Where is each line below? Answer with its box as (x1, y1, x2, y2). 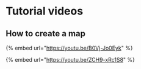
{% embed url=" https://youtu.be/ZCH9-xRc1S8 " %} (5, 56, 135, 63)
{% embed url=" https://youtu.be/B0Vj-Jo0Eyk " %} (5, 44, 133, 51)
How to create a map (5, 28, 86, 39)
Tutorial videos (5, 4, 84, 18)
